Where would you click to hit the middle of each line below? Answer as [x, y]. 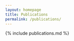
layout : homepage [23, 10]
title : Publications [27, 14]
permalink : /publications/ [33, 19]
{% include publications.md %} [37, 33]
